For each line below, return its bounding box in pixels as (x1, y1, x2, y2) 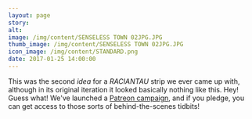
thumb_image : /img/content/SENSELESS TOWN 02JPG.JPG (8, 41, 184, 49)
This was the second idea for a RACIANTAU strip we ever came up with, (8, 76, 240, 86)
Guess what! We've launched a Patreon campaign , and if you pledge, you (8, 93, 245, 103)
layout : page (8, 11, 51, 20)
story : (8, 19, 30, 27)
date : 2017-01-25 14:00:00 (8, 56, 96, 63)
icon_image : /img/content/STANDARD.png (8, 48, 139, 56)
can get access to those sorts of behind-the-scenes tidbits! (8, 101, 200, 110)
